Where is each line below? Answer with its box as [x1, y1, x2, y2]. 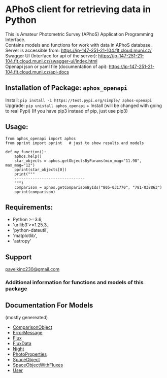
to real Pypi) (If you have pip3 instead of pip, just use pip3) [5, 108, 128, 114]
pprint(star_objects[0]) [14, 167, 67, 172]
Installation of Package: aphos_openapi [5, 84, 128, 92]
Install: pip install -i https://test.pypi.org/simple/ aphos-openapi [5, 97, 152, 103]
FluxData [12, 340, 31, 346]
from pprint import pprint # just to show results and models [5, 141, 144, 146]
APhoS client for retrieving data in [5, 4, 151, 15]
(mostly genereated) [5, 314, 48, 320]
